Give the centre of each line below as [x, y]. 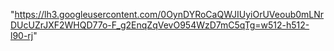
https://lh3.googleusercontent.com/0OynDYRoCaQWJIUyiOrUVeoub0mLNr [169, 14]
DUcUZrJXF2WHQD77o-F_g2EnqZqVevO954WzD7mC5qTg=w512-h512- [160, 25]
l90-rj [22, 35]
